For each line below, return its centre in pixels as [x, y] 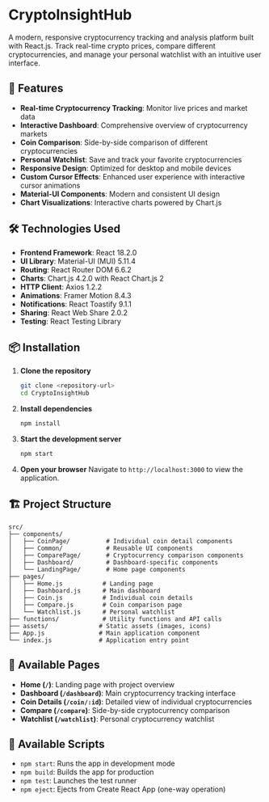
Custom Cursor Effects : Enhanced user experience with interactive [132, 176]
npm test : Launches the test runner [78, 781]
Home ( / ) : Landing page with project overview [97, 684]
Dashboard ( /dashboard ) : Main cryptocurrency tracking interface [128, 693]
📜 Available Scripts [57, 744]
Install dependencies [56, 409]
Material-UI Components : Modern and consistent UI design [120, 194]
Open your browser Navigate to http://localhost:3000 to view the [132, 469]
